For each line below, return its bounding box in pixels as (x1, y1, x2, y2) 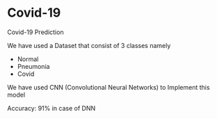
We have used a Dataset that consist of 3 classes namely (7, 41, 171, 49)
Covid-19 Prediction (7, 28, 64, 36)
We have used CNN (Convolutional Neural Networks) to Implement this (7, 83, 210, 91)
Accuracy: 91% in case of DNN (7, 104, 96, 112)
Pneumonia (17, 62, 50, 70)
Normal (17, 54, 39, 63)
